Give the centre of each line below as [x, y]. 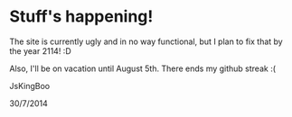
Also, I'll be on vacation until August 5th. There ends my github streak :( [143, 68]
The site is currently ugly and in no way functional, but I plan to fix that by [146, 41]
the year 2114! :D [40, 50]
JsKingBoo [30, 85]
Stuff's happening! [81, 17]
